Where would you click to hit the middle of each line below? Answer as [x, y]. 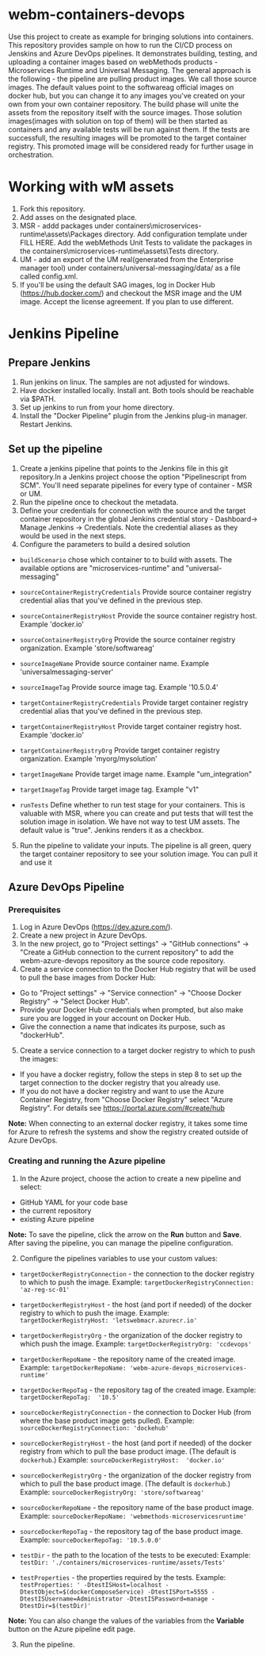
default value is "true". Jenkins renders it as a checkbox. [112, 830]
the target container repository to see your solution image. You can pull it [139, 854]
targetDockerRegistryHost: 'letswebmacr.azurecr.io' [108, 1320]
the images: [39, 1059]
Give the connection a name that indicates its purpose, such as [122, 1027]
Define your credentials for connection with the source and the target [133, 511]
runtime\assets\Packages [61, 234]
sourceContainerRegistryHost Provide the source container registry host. [138, 615]
